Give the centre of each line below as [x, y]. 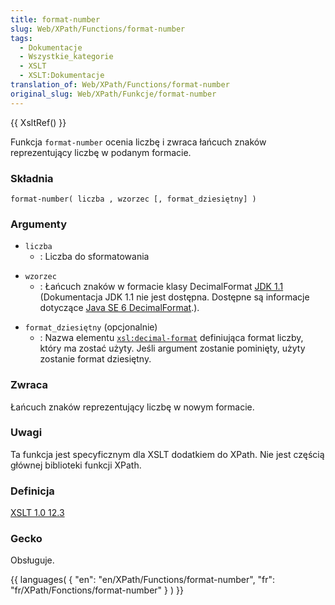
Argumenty [39, 224]
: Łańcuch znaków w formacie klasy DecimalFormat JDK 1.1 [161, 287]
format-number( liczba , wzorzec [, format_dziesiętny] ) [133, 199]
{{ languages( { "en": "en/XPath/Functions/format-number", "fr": [143, 580]
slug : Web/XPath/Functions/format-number [98, 29]
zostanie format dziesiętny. [95, 359]
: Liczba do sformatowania [94, 257]
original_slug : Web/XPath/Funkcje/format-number [113, 94]
